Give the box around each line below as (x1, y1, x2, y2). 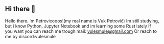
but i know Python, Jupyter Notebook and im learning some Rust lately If (5, 23, 151, 29)
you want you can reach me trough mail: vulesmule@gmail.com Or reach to (5, 28, 157, 34)
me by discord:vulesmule (5, 33, 56, 39)
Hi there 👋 (5, 5, 36, 13)
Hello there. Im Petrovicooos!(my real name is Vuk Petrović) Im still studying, (5, 18, 159, 23)
